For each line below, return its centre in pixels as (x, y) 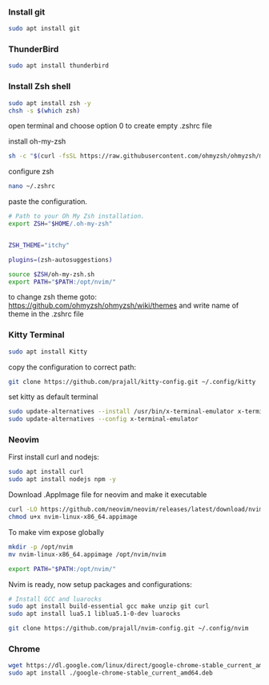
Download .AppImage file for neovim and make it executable (108, 495)
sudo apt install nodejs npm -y (62, 479)
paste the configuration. (48, 202)
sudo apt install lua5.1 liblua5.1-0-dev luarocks (94, 614)
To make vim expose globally (56, 532)
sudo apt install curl (46, 472)
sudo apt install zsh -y (50, 103)
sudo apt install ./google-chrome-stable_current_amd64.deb (111, 673)
